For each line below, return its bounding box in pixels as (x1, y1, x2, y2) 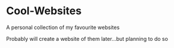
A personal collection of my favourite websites (6, 24, 120, 31)
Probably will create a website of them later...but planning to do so (6, 35, 168, 42)
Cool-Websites (6, 4, 82, 18)
